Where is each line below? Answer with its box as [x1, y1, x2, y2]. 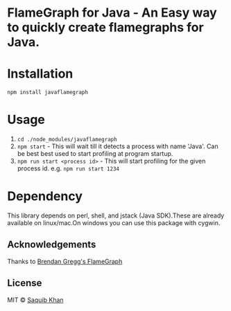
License [7, 277, 42, 289]
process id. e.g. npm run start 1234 [17, 164, 120, 172]
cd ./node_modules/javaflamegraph [17, 136, 117, 143]
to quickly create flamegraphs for [7, 19, 204, 35]
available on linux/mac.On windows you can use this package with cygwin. [7, 219, 221, 226]
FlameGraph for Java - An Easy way [7, 5, 217, 21]
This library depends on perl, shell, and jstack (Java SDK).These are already [7, 211, 225, 220]
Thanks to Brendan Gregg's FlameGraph [7, 257, 123, 265]
